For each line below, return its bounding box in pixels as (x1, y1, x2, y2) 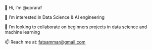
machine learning (4, 29, 40, 35)
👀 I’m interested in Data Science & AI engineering (4, 14, 105, 20)
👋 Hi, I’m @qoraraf (4, 5, 43, 10)
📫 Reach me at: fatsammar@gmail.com (4, 39, 86, 45)
